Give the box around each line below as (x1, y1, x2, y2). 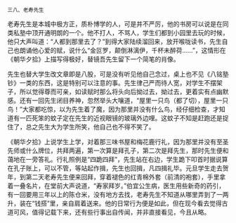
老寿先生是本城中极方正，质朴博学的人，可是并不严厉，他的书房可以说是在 (7, 20, 223, 28)
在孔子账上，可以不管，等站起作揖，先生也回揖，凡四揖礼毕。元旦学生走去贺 (7, 164, 229, 172)
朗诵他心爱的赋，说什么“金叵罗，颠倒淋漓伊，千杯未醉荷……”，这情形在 (19, 46, 226, 54)
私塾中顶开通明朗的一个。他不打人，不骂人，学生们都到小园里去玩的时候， (13, 29, 229, 37)
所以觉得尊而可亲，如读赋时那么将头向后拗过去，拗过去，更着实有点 (19, 87, 216, 96)
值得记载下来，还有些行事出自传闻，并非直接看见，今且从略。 (31, 208, 211, 216)
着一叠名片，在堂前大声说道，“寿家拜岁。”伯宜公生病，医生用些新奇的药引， (7, 181, 225, 190)
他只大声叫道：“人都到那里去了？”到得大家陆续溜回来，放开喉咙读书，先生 (7, 37, 223, 46)
